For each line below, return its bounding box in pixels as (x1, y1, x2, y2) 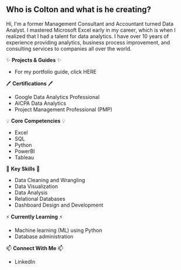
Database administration (14, 233, 74, 240)
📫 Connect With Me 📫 (6, 244, 64, 251)
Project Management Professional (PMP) (14, 105, 113, 113)
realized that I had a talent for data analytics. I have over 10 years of (6, 32, 169, 40)
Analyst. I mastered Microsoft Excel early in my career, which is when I (6, 26, 176, 33)
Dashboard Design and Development (14, 201, 103, 209)
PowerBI (14, 148, 35, 155)
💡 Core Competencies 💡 (6, 117, 66, 124)
